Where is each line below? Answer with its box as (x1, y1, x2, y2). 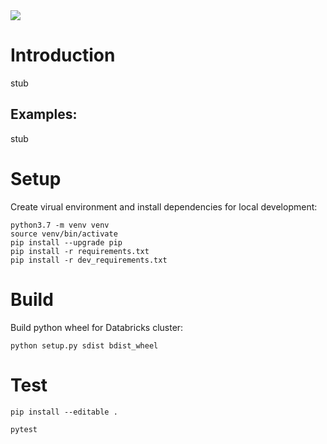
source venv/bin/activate (10, 229, 118, 239)
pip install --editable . (10, 407, 118, 417)
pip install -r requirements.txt (10, 246, 150, 256)
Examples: (10, 106, 78, 123)
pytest (10, 424, 38, 434)
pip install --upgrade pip (10, 237, 123, 248)
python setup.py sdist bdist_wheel (10, 340, 159, 351)
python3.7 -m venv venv (10, 220, 110, 230)
